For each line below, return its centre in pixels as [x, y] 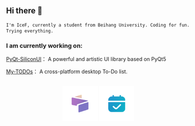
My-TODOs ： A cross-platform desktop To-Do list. [67, 71]
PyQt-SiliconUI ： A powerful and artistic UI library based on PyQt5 [86, 59]
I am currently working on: [45, 46]
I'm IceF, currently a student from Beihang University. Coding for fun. [98, 25]
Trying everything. [30, 31]
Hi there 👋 [24, 11]
